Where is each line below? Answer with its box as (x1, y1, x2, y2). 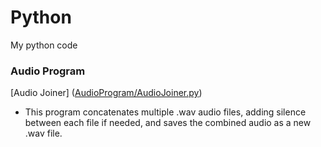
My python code (10, 39, 78, 51)
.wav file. (24, 127, 63, 140)
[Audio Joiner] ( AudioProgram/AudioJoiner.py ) (10, 87, 203, 99)
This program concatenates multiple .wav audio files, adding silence (24, 106, 307, 118)
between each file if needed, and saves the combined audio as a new (24, 117, 312, 129)
